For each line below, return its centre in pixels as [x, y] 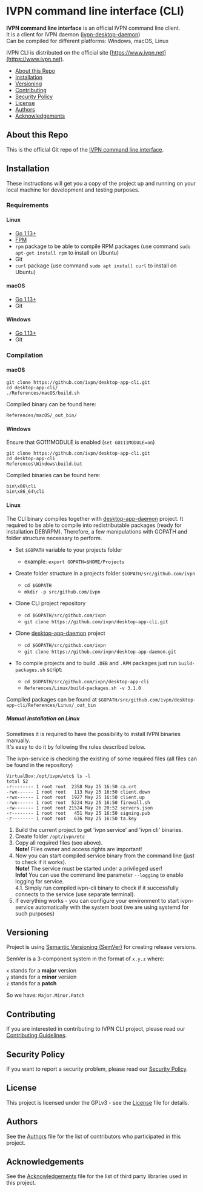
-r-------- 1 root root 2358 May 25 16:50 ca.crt [72, 786]
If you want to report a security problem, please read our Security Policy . [97, 1069]
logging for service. [39, 881]
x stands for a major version [42, 971]
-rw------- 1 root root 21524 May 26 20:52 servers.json [80, 808]
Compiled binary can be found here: [52, 404]
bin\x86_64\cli [25, 492]
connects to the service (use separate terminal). [75, 894]
